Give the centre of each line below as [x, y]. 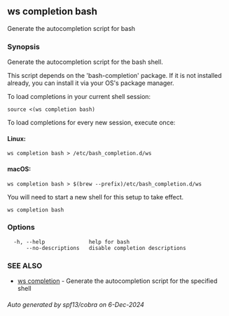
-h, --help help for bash [72, 242]
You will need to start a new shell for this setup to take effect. [96, 197]
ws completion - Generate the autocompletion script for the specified [117, 281]
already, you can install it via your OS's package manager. [91, 83]
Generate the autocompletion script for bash [71, 28]
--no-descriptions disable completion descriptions [106, 248]
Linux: [16, 138]
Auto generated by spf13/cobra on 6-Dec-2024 [76, 304]
